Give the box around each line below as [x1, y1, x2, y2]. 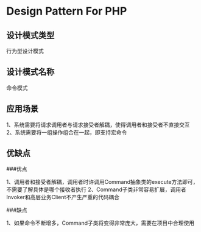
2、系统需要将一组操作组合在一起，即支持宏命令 [6, 128, 127, 136]
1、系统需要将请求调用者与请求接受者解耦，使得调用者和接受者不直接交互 [6, 121, 190, 128]
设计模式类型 [6, 30, 55, 40]
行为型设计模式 [6, 47, 44, 54]
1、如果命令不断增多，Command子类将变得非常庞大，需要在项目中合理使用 [6, 219, 195, 227]
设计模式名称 [6, 67, 55, 77]
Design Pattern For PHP [6, 4, 127, 18]
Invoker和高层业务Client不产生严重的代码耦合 [6, 194, 120, 201]
